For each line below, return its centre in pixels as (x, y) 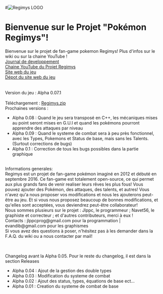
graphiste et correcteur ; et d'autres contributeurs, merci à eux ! (69, 215)
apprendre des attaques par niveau (47, 128)
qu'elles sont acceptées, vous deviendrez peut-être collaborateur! (71, 205)
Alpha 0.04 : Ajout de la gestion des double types (62, 271)
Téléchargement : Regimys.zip (35, 103)
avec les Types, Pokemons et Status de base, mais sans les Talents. (80, 138)
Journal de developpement (32, 62)
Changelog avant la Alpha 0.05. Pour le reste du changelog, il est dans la (78, 256)
